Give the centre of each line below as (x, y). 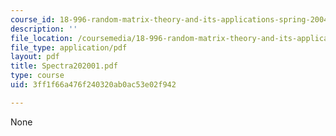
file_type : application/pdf (69, 47)
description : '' (44, 29)
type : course (37, 76)
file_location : (42, 38)
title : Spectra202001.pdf (64, 66)
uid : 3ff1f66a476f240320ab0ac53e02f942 (93, 85)
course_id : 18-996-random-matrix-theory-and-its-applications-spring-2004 (169, 19)
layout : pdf (35, 57)
